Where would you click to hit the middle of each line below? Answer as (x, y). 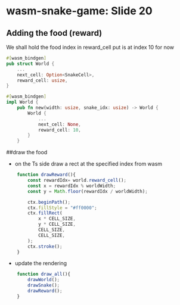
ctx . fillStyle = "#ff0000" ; (62, 208)
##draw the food (27, 152)
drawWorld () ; (44, 280)
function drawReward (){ (46, 175)
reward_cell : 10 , (60, 130)
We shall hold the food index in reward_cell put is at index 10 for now (90, 47)
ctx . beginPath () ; (49, 202)
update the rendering (41, 263)
